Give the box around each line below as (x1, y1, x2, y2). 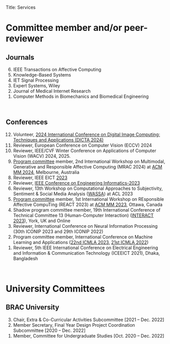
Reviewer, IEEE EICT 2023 (13, 175, 68, 181)
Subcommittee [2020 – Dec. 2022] (13, 327, 86, 333)
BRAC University (6, 303, 60, 312)
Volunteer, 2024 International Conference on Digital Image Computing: (13, 131, 160, 137)
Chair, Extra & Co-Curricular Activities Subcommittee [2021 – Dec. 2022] (13, 317, 164, 323)
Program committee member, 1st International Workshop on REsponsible (13, 196, 164, 202)
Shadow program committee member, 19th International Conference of (13, 207, 161, 213)
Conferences (6, 118, 48, 126)
